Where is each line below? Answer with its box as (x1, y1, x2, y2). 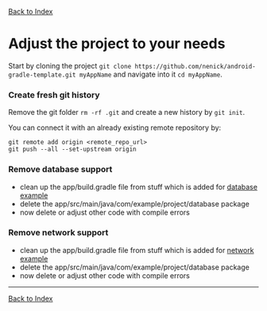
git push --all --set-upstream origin (8, 145, 137, 154)
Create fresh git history (8, 89, 101, 100)
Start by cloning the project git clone (8, 61, 132, 70)
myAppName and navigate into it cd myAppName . (79, 69, 222, 79)
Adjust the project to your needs (8, 35, 226, 53)
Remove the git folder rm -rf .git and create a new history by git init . (8, 108, 246, 117)
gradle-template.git (8, 71, 77, 79)
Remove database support (8, 163, 113, 175)
